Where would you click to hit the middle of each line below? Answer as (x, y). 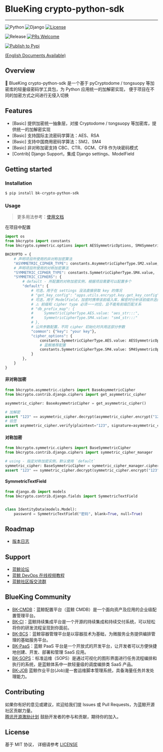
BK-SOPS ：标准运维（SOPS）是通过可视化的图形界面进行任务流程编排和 (84, 658)
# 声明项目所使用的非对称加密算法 (43, 259)
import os (15, 237)
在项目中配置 (18, 227)
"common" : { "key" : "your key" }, (64, 331)
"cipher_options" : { (52, 336)
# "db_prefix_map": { (53, 309)
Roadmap (20, 529)
